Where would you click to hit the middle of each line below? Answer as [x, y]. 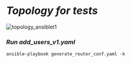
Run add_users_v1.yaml [41, 42]
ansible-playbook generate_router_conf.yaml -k [66, 54]
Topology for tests [52, 11]
